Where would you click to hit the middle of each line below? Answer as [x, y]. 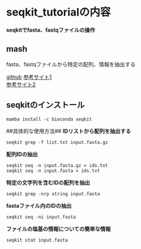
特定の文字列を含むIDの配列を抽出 [48, 182]
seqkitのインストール [45, 105]
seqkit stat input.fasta [37, 240]
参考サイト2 [21, 84]
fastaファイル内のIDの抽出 [39, 205]
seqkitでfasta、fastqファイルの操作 [51, 30]
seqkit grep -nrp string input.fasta [53, 194]
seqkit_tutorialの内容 [59, 12]
